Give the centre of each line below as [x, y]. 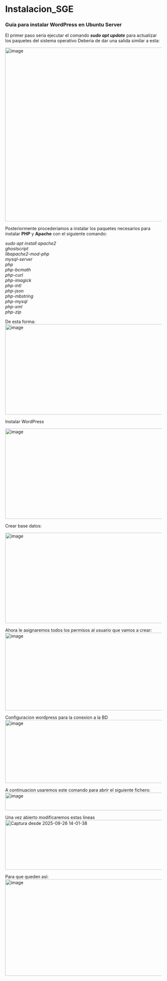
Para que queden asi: [27, 877]
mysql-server [19, 259]
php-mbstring [19, 296]
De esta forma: [20, 322]
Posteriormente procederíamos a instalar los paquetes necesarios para [78, 228]
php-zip [13, 312]
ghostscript [17, 249]
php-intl [13, 286]
